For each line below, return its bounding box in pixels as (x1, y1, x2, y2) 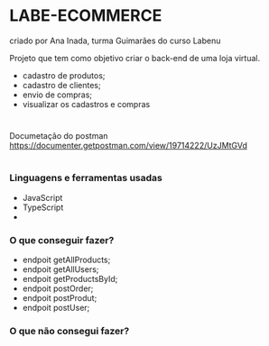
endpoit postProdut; (22, 292, 97, 303)
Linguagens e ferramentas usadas (9, 172, 162, 185)
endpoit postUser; (22, 302, 90, 313)
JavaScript (22, 192, 63, 203)
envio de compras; (22, 89, 93, 100)
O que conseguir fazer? (9, 233, 115, 246)
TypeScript (22, 202, 64, 213)
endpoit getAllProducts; (22, 254, 111, 265)
